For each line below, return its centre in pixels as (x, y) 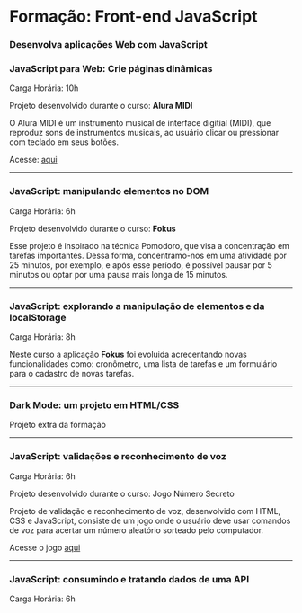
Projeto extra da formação (58, 425)
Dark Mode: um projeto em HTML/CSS (94, 404)
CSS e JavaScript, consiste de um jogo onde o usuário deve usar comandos (150, 520)
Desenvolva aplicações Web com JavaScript (109, 45)
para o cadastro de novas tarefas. (72, 373)
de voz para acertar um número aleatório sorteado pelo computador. (136, 530)
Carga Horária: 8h (43, 337)
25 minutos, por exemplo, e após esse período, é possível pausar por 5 (141, 265)
